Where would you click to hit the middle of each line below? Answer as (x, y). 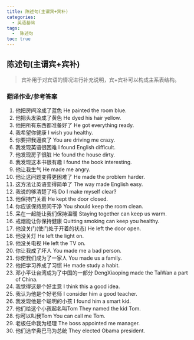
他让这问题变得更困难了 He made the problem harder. (80, 177)
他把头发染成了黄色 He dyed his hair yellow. (68, 118)
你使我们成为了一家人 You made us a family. (69, 258)
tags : (13, 28)
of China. (26, 279)
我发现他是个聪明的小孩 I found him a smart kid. (73, 301)
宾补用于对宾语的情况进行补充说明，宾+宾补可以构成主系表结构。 (101, 80)
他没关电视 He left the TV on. (50, 243)
